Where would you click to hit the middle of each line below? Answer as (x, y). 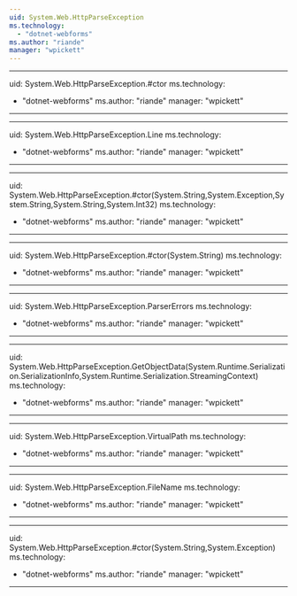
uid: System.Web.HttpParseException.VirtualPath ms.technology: (128, 437)
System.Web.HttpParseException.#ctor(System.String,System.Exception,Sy (147, 195)
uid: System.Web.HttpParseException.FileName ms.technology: (125, 487)
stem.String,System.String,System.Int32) (83, 205)
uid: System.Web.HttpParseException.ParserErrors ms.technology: (130, 306)
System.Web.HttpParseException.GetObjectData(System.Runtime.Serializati (147, 367)
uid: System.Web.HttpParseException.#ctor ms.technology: (117, 84)
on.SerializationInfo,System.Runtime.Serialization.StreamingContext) (134, 376)
